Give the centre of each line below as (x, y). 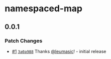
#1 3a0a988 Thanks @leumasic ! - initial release (59, 51)
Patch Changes (24, 41)
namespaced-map (44, 9)
